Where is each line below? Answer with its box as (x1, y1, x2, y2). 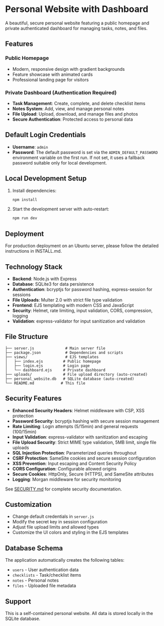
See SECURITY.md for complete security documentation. (5, 486, 122, 492)
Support (5, 597, 31, 606)
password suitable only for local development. (12, 159, 107, 165)
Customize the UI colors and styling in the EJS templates (12, 529, 129, 535)
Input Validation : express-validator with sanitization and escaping (12, 434, 148, 440)
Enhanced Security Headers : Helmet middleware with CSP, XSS (12, 407, 145, 413)
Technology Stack (5, 263, 63, 271)
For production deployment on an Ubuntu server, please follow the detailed (5, 243, 159, 249)
